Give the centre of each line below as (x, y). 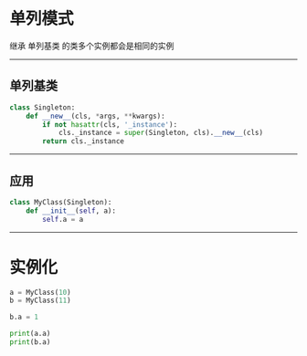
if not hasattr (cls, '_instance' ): (110, 124)
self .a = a (63, 219)
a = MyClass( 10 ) (40, 292)
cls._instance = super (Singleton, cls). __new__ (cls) (160, 133)
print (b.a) (30, 342)
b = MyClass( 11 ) (40, 301)
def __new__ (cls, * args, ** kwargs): (96, 116)
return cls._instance (84, 141)
